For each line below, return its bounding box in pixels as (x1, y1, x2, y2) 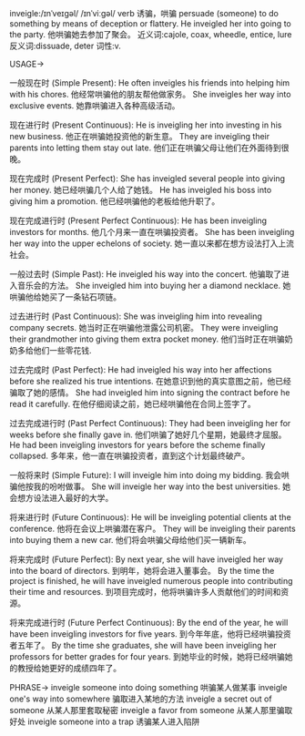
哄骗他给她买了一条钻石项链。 (9, 291, 121, 302)
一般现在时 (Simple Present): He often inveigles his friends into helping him (9, 77, 290, 88)
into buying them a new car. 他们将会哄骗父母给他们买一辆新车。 (9, 535, 252, 545)
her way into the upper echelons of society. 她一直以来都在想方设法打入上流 (9, 238, 294, 249)
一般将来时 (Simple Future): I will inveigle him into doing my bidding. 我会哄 (9, 470, 290, 480)
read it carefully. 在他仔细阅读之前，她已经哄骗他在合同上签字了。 (9, 399, 257, 409)
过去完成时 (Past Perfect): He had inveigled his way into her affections (9, 364, 272, 375)
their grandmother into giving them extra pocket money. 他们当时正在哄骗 (9, 333, 285, 344)
